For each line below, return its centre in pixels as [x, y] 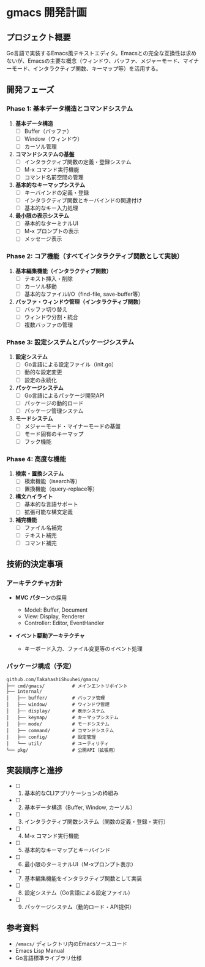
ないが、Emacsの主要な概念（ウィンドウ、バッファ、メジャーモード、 [95, 61]
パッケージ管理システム [54, 411]
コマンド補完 [40, 543]
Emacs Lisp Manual [40, 951]
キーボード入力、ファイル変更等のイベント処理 [83, 649]
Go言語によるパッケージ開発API [65, 395]
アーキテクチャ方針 [35, 583]
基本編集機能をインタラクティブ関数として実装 [83, 878]
